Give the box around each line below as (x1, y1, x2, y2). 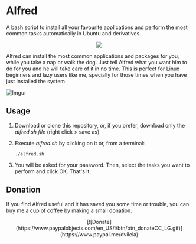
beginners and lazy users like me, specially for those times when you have (6, 71, 187, 78)
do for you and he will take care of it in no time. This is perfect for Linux (6, 65, 180, 72)
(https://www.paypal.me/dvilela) (60, 230, 139, 238)
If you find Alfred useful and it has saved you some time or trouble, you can (6, 200, 190, 207)
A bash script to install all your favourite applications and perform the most (6, 24, 188, 31)
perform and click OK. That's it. (14, 167, 92, 175)
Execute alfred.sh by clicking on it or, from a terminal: (14, 139, 145, 147)
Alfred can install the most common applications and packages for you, (6, 52, 179, 60)
